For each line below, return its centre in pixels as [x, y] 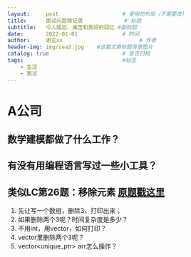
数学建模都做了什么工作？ [63, 140]
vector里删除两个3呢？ [51, 237]
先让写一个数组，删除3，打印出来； [70, 211]
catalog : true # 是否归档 [79, 54]
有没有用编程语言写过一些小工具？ [82, 166]
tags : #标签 [72, 61]
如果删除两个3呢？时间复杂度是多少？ [73, 220]
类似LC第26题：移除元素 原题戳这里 [86, 192]
